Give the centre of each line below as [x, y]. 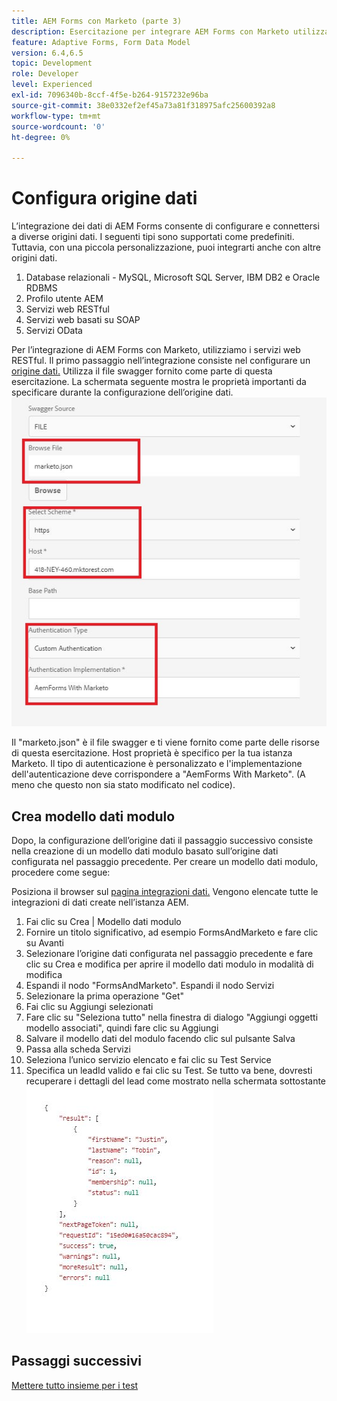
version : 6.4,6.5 [47, 53]
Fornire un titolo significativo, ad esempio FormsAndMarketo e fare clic [172, 932]
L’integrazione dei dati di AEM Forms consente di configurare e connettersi [165, 226]
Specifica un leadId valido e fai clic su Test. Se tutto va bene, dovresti [169, 1071]
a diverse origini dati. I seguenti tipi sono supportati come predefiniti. [153, 237]
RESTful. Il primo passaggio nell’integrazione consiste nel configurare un [161, 361]
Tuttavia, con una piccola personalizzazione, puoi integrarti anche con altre [166, 247]
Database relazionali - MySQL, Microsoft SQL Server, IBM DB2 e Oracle [173, 277]
